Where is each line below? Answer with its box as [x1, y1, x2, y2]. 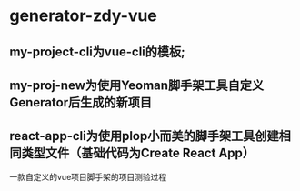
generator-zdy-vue [9, 5, 157, 26]
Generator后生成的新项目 [9, 95, 153, 110]
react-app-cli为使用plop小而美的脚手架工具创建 [9, 128, 279, 144]
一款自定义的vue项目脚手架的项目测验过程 [9, 171, 167, 182]
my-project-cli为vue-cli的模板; [9, 44, 185, 59]
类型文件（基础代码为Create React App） [21, 146, 255, 161]
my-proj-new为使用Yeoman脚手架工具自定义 [9, 77, 265, 93]
